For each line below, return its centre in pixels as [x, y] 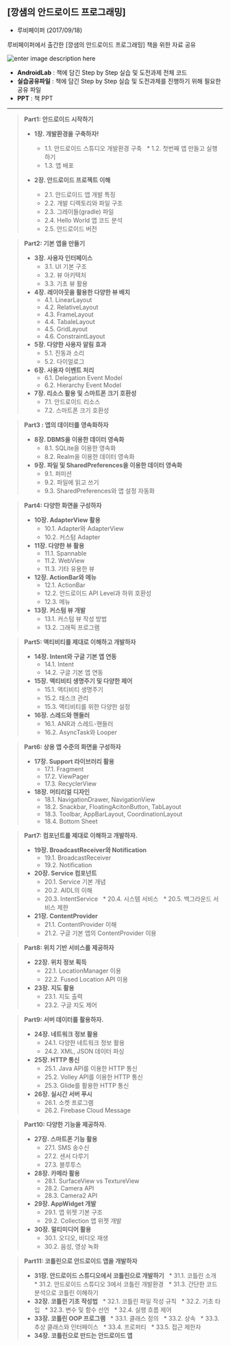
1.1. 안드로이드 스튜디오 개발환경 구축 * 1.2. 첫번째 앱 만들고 [125, 148]
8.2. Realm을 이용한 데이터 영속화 [89, 456]
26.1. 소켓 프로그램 [69, 1102]
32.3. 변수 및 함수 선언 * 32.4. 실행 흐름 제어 [111, 1310]
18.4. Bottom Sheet [71, 821]
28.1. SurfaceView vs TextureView [92, 1181]
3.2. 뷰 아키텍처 [65, 275]
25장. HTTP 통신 [57, 1060]
